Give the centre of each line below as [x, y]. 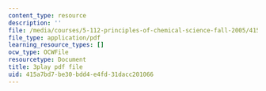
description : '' [35, 23]
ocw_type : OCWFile [38, 52]
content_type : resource [47, 15]
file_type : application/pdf [55, 38]
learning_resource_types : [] [56, 45]
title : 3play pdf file [46, 67]
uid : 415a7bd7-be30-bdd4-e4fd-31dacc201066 [81, 74]
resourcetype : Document [47, 60]
